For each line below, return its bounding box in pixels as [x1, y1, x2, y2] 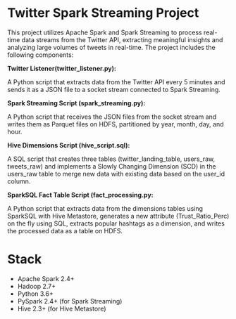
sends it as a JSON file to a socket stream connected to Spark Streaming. [7, 85, 221, 93]
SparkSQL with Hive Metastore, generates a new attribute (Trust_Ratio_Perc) [7, 211, 230, 220]
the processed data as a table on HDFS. [7, 226, 123, 235]
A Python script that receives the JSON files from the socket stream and [7, 112, 217, 121]
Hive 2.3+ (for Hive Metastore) [17, 304, 106, 313]
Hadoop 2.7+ [17, 282, 56, 290]
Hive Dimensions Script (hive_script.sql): [7, 141, 130, 149]
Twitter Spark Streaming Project [7, 5, 199, 21]
